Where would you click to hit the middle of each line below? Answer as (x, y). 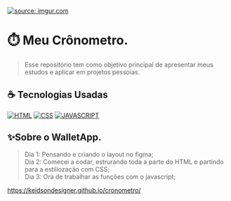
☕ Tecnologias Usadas (58, 95)
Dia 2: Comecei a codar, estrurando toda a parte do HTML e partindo (124, 162)
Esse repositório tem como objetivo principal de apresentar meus (119, 64)
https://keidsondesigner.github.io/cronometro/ (74, 190)
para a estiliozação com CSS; (67, 169)
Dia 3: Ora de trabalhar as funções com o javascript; (100, 176)
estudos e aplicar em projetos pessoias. (82, 72)
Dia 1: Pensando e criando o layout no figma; (89, 154)
